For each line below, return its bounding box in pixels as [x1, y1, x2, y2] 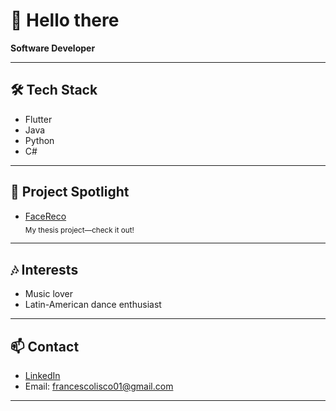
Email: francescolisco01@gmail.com [24, 380, 174, 392]
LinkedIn [24, 369, 61, 381]
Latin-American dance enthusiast [24, 299, 162, 311]
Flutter [24, 113, 53, 125]
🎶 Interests [10, 261, 79, 278]
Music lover [24, 288, 73, 300]
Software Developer [10, 42, 96, 54]
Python [24, 134, 55, 146]
